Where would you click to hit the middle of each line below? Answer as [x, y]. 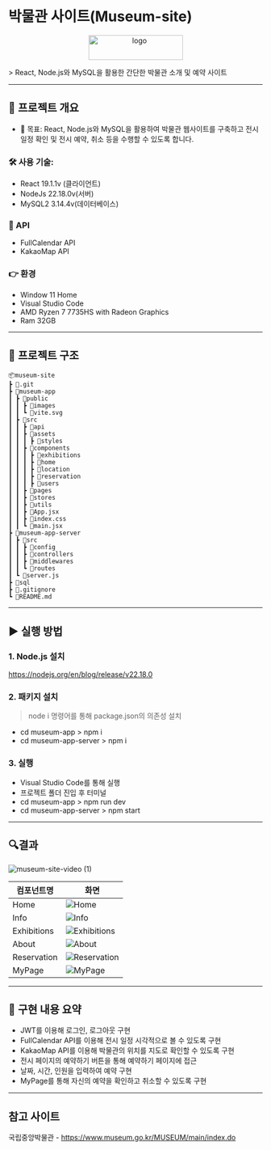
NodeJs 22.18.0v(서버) [57, 194]
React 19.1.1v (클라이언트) [60, 184]
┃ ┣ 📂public [28, 399]
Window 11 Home [48, 294]
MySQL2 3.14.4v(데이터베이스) [69, 204]
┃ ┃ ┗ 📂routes [32, 569]
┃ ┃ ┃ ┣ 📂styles [35, 442]
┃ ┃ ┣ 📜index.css [38, 519]
